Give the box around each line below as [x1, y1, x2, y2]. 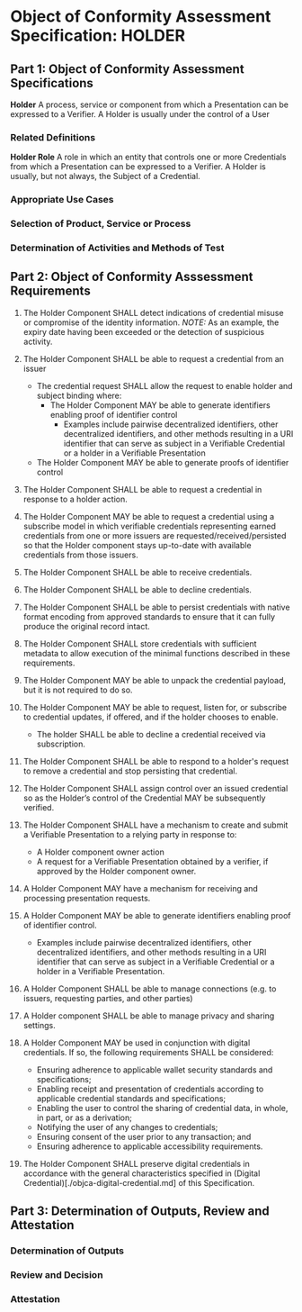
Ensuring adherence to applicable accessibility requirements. [36, 1141, 263, 1152]
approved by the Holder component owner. [36, 865, 197, 876]
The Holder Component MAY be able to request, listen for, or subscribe [22, 701, 287, 712]
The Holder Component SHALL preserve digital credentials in [22, 1158, 250, 1169]
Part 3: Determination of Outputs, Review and [10, 1204, 271, 1219]
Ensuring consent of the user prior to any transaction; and [36, 1131, 252, 1142]
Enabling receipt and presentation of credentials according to [36, 1083, 264, 1094]
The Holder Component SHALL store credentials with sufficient [22, 638, 257, 649]
